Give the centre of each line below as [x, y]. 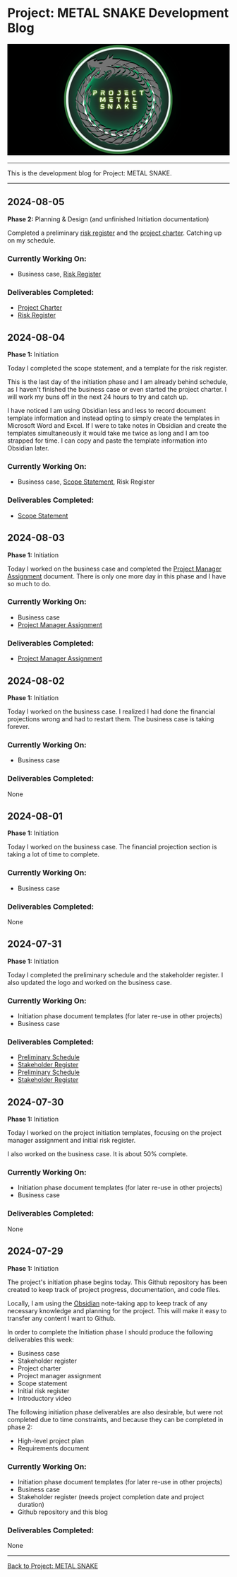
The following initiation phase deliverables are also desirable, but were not [115, 1412]
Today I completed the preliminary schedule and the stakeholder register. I [115, 974]
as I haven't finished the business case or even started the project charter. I [117, 390]
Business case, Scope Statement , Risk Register [86, 482]
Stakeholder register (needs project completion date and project [111, 1496]
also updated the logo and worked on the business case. [90, 982]
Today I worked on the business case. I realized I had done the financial [111, 711]
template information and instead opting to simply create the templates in [114, 418]
